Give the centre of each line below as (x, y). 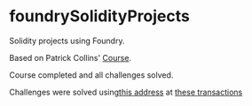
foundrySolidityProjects (100, 16)
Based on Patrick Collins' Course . (70, 57)
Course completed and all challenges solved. (91, 75)
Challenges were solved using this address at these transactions (126, 92)
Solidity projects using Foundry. (67, 41)
